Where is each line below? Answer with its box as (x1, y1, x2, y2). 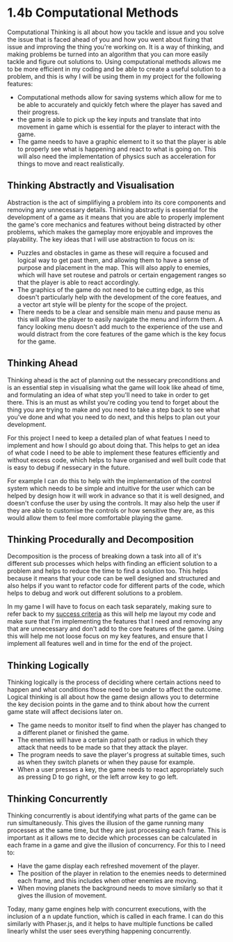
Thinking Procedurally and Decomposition (7, 533, 194, 545)
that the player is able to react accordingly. (17, 278, 140, 286)
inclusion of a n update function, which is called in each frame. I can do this (7, 912, 224, 920)
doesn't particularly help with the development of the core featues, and (17, 293, 222, 301)
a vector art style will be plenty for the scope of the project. (17, 300, 188, 309)
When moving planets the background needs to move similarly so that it (17, 884, 223, 892)
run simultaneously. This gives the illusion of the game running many (7, 819, 204, 827)
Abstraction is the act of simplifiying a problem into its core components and (7, 198, 226, 206)
